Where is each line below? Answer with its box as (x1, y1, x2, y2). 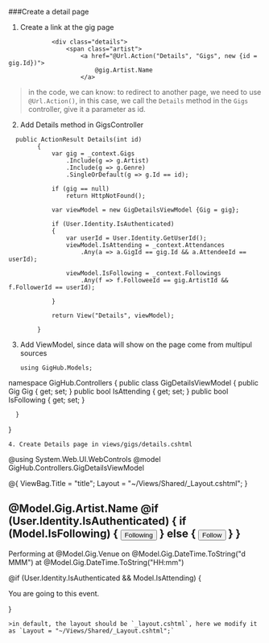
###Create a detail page (8, 7, 89, 16)
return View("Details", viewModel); (51, 311, 175, 319)
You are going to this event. (8, 588, 100, 598)
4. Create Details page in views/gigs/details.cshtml (8, 440, 193, 448)
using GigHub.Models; (19, 364, 93, 372)
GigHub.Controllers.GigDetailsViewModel (8, 463, 145, 472)
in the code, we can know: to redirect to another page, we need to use (27, 88, 262, 97)
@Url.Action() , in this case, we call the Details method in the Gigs (27, 96, 248, 105)
